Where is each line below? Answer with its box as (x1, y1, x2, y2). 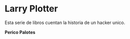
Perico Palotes (4, 29, 35, 35)
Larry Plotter (4, 3, 58, 14)
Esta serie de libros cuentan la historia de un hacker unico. (4, 19, 125, 25)
